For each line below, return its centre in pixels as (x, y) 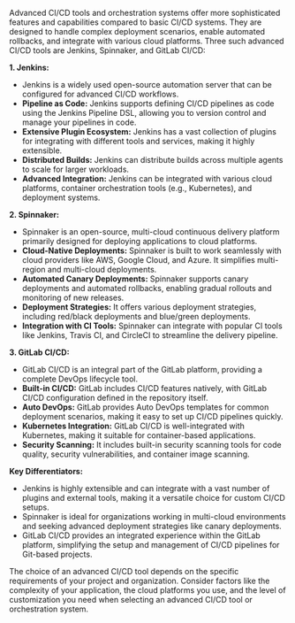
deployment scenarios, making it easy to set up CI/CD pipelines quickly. (153, 416)
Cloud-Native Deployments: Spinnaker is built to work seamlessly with (152, 250)
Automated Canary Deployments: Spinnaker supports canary (135, 279)
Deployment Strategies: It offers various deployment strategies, (139, 307)
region (34, 269)
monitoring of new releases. (73, 297)
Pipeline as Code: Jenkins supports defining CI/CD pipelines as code (148, 104)
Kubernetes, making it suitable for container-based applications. (139, 435)
